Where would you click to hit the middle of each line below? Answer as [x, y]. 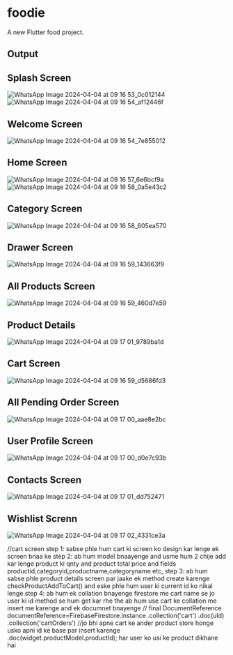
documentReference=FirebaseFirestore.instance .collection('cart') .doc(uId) [116, 616]
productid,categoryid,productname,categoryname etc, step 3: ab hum [107, 571]
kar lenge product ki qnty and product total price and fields [92, 564]
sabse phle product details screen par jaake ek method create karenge [109, 579]
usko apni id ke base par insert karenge [64, 631]
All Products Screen [51, 286]
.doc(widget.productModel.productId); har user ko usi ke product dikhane [113, 638]
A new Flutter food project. [46, 32]
